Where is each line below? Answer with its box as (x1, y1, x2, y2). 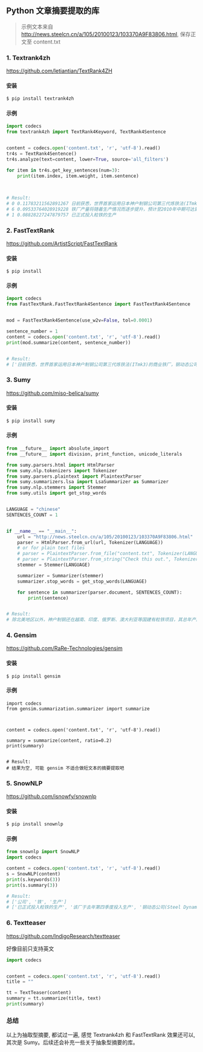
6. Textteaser (6, 918, 47, 927)
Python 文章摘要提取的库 (6, 5, 100, 16)
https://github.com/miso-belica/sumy (6, 389, 99, 397)
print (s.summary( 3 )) (6, 882, 59, 888)
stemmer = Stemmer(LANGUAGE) (17, 562, 91, 568)
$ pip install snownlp (6, 821, 63, 827)
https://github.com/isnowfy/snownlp (6, 793, 97, 800)
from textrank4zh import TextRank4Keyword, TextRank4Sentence (6, 129, 166, 135)
